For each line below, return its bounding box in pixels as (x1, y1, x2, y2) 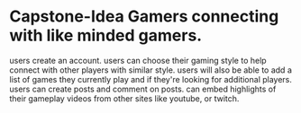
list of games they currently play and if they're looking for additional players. (9, 74, 293, 84)
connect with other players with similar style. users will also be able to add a (9, 65, 293, 75)
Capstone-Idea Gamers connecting (9, 6, 279, 27)
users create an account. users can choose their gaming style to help (9, 55, 268, 65)
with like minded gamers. (9, 25, 203, 46)
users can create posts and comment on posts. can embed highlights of (9, 83, 277, 94)
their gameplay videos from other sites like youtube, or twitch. (9, 92, 240, 104)
